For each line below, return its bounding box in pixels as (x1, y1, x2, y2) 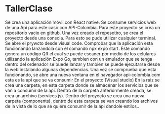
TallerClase (5, 3, 53, 14)
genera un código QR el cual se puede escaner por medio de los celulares (5, 50, 156, 57)
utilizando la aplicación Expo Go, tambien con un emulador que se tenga (5, 56, 153, 62)
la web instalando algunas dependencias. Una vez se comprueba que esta (5, 66, 157, 72)
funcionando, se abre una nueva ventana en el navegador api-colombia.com (5, 72, 161, 77)
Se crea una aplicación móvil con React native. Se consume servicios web (5, 19, 156, 25)
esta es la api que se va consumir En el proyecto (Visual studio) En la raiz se (5, 77, 160, 83)
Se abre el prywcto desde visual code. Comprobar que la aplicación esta (5, 40, 153, 46)
